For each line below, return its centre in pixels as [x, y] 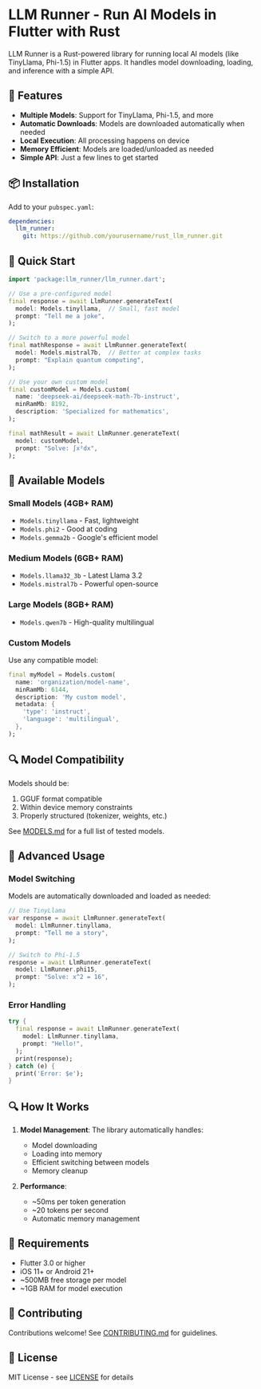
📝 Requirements [49, 1243]
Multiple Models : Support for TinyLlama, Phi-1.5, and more [117, 115]
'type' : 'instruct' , [57, 712]
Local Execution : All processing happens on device [105, 140]
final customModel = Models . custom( [69, 389]
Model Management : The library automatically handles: [111, 1130]
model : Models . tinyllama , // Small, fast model [98, 309]
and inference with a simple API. [61, 70]
